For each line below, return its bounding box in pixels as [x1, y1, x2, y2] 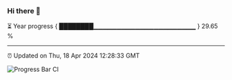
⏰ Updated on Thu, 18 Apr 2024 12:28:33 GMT [7, 51, 140, 60]
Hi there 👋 [7, 6, 41, 16]
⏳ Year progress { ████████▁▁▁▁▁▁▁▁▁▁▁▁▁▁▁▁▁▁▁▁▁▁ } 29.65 [7, 22, 218, 30]
